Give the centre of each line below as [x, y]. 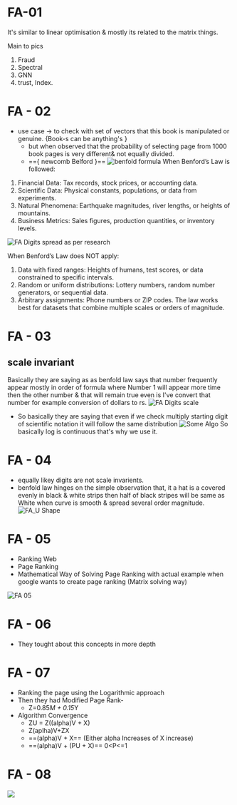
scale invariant [41, 363]
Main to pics [26, 46]
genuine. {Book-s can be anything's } [73, 138]
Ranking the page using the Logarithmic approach [91, 692]
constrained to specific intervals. [65, 277]
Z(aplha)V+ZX [49, 730]
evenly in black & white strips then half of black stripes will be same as [121, 495]
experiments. [37, 198]
